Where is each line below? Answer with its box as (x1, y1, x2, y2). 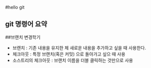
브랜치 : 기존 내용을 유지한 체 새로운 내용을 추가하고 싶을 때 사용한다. (12, 44, 146, 50)
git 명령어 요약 (5, 20, 48, 28)
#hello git (5, 4, 25, 10)
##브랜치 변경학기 (5, 34, 41, 40)
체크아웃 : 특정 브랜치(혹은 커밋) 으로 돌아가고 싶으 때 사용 (12, 51, 125, 57)
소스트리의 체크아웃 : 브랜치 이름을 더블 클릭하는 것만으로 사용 (12, 57, 133, 63)
